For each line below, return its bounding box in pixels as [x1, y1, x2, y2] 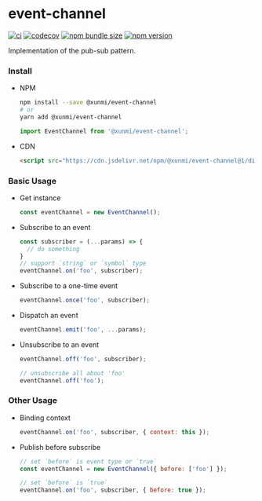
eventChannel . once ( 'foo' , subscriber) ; [19, 296, 151, 305]
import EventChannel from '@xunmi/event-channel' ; [19, 127, 189, 135]
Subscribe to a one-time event [19, 281, 118, 291]
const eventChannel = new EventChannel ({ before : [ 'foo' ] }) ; [19, 465, 227, 473]
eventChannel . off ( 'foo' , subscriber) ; [19, 355, 147, 363]
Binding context [19, 413, 71, 422]
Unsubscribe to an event [19, 339, 100, 349]
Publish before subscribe [19, 442, 101, 452]
